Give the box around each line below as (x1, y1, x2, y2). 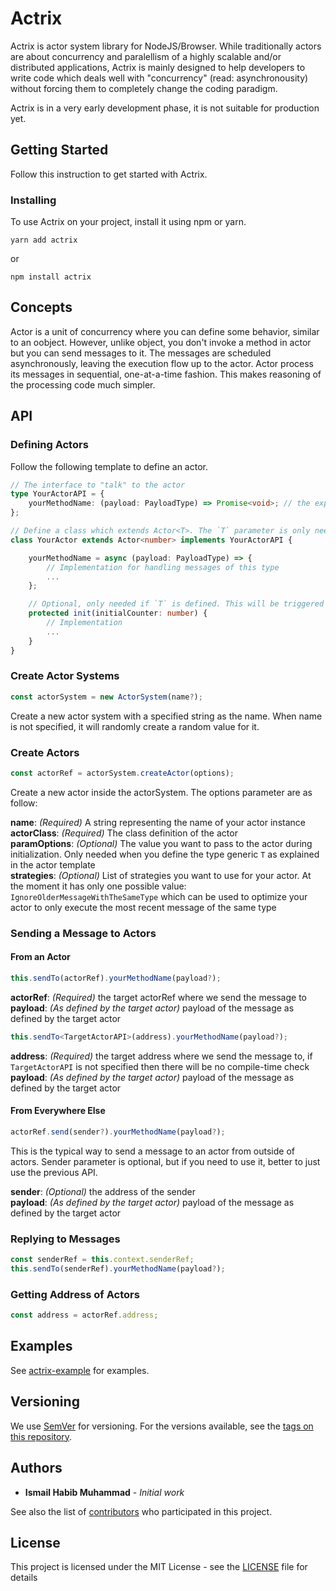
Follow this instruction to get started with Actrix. (10, 168, 208, 180)
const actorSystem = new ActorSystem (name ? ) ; (10, 692, 203, 702)
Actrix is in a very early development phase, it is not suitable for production (10, 102, 320, 114)
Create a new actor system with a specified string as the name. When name (10, 710, 323, 722)
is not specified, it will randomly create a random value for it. (10, 720, 260, 732)
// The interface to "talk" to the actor (10, 480, 186, 490)
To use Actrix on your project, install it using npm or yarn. (10, 216, 247, 228)
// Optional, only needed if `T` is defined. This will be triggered (28, 599, 325, 609)
